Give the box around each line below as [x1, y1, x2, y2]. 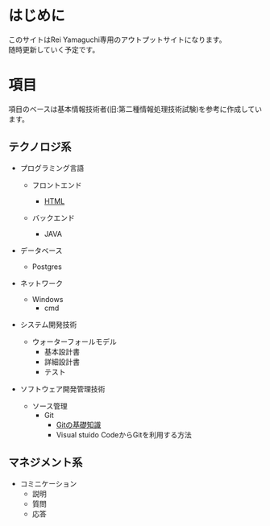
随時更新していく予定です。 [8, 44, 100, 54]
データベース [19, 246, 63, 255]
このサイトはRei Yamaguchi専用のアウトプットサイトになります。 [8, 35, 226, 44]
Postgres [31, 262, 62, 271]
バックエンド [31, 213, 75, 222]
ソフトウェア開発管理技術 [19, 383, 106, 394]
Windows [31, 294, 64, 304]
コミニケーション [19, 478, 77, 488]
